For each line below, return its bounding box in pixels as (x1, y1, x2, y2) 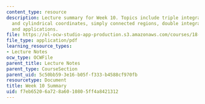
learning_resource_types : (6, 43, 72, 50)
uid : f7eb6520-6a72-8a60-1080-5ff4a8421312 (6, 89, 119, 95)
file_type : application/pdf (6, 37, 78, 43)
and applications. (12, 26, 59, 32)
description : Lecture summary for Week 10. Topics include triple (6, 15, 179, 21)
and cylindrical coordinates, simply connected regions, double (12, 20, 179, 26)
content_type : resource (6, 9, 67, 15)
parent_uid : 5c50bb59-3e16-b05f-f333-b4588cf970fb (6, 72, 138, 78)
